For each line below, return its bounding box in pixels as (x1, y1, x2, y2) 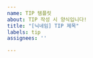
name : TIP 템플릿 (7, 9, 52, 17)
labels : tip (7, 28, 41, 36)
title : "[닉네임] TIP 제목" (7, 22, 79, 29)
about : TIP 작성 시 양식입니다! (7, 16, 87, 23)
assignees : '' (7, 35, 48, 42)
